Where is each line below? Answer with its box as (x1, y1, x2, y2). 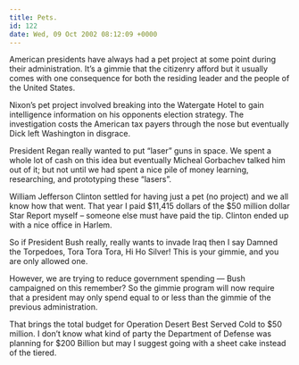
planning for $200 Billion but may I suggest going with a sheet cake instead (9, 338, 287, 349)
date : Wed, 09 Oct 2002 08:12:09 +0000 (9, 29, 158, 38)
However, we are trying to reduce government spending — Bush (9, 273, 245, 284)
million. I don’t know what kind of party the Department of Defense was (9, 328, 272, 339)
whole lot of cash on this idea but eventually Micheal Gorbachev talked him (9, 155, 286, 166)
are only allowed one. (9, 256, 88, 267)
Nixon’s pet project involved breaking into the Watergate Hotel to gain (9, 100, 265, 111)
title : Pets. (9, 12, 58, 22)
